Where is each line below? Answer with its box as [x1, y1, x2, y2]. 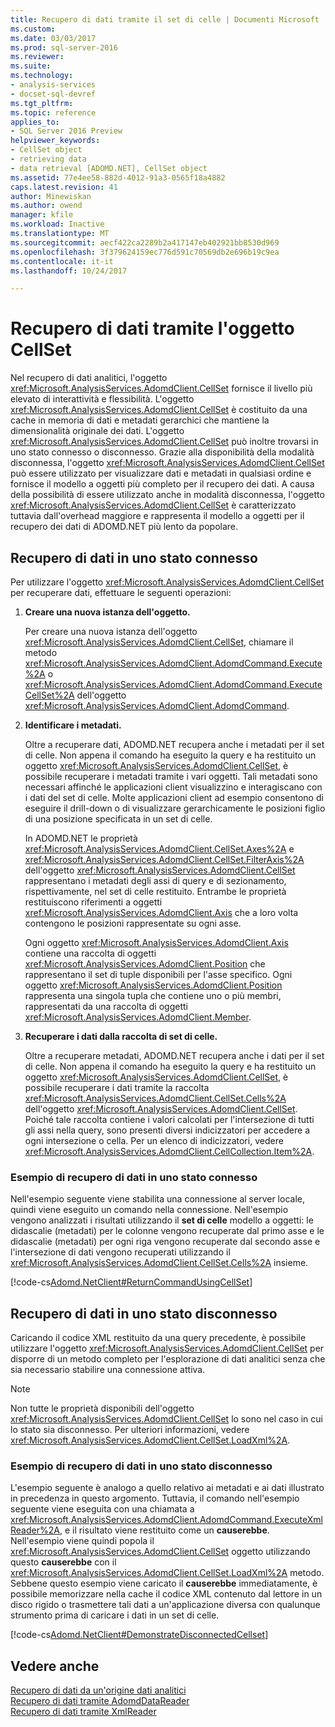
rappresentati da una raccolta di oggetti [24, 1001, 188, 1012]
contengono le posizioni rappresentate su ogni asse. [24, 917, 242, 929]
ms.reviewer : [10, 52, 65, 62]
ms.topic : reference [10, 107, 97, 118]
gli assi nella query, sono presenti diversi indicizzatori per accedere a [24, 1124, 311, 1136]
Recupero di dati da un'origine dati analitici [10, 1684, 187, 1696]
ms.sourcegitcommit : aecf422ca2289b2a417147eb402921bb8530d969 [10, 237, 280, 248]
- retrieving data [10, 154, 87, 164]
